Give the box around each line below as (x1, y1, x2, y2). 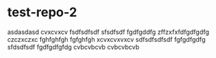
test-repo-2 (7, 4, 78, 21)
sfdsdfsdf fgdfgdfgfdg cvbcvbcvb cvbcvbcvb (7, 42, 140, 51)
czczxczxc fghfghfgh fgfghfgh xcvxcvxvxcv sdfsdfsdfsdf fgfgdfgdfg (7, 35, 206, 43)
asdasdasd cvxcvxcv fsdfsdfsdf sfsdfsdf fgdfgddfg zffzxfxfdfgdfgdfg (7, 28, 210, 36)
